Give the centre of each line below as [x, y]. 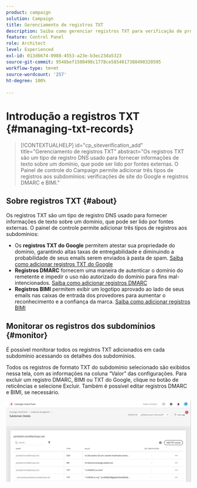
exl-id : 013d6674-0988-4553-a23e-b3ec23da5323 [64, 56]
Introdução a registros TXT [73, 117]
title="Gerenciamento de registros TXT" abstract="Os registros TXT [102, 152]
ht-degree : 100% [26, 80]
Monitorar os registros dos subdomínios [81, 326]
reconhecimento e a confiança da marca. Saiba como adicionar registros [102, 301]
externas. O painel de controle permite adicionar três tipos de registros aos [97, 228]
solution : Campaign [30, 18]
